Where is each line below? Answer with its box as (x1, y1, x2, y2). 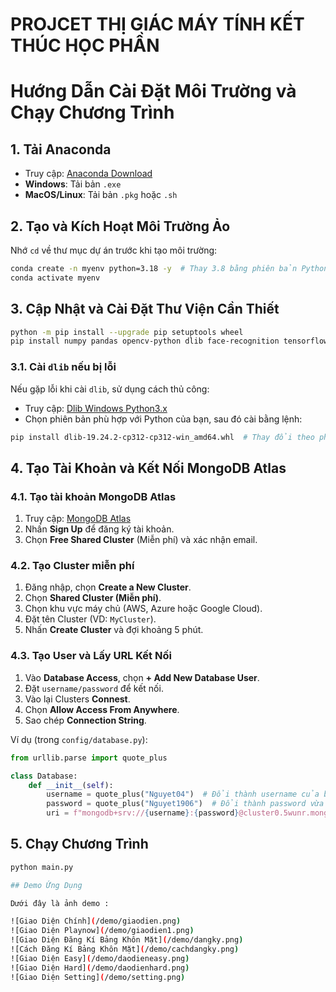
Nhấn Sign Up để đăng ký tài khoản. (24, 523, 175, 535)
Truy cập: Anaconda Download (24, 168, 153, 180)
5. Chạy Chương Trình (10, 836, 149, 853)
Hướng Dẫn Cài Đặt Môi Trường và (10, 80, 297, 103)
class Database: (10, 771, 78, 781)
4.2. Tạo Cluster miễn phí (10, 559, 135, 573)
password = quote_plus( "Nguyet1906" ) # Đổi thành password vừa (46, 799, 325, 809)
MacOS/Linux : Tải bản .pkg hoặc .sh (24, 189, 178, 201)
